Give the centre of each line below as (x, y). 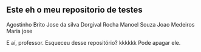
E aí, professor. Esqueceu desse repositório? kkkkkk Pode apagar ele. (94, 42)
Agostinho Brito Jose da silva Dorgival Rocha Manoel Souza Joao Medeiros (101, 24)
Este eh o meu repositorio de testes (74, 10)
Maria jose (19, 31)
